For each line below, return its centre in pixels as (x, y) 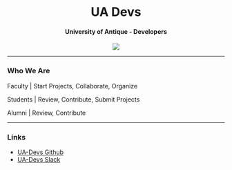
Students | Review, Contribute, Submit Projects (74, 99)
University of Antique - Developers (116, 31)
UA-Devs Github (40, 152)
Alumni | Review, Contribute (47, 113)
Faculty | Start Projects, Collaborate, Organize (72, 86)
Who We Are (29, 71)
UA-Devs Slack (39, 159)
